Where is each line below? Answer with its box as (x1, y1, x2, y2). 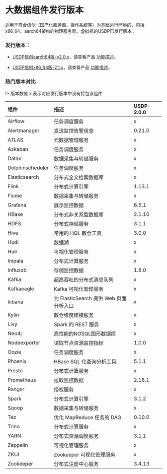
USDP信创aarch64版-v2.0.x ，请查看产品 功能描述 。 (12, 54, 118, 60)
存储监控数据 (54, 267, 84, 273)
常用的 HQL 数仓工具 (54, 229, 102, 236)
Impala (7, 257, 24, 264)
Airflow (7, 118, 25, 125)
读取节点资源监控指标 (54, 339, 104, 346)
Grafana (7, 202, 27, 208)
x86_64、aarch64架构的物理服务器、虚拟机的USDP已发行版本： (5, 28, 137, 34)
